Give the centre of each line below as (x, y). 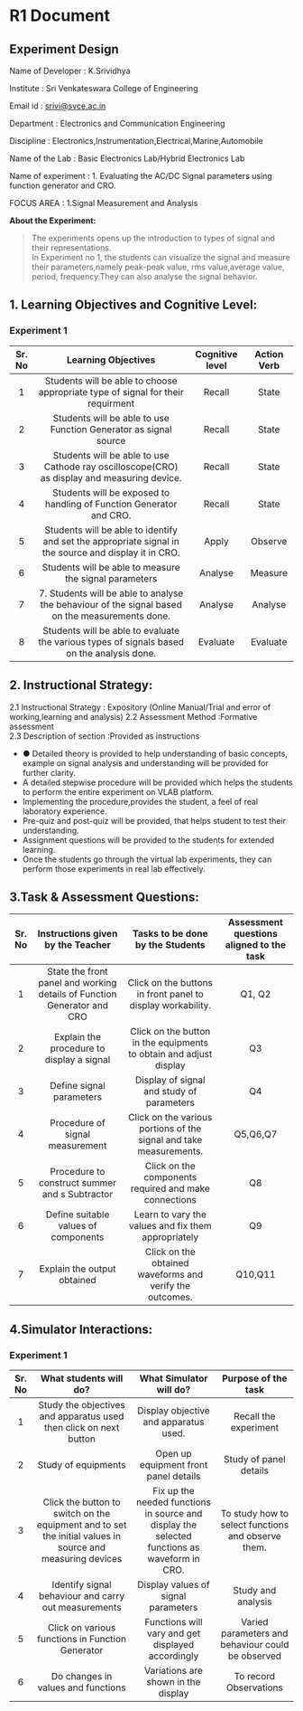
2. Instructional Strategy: (81, 685)
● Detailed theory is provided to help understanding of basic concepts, (155, 753)
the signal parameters (111, 578)
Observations (255, 1687)
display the (174, 1525)
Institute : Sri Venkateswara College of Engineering (104, 88)
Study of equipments (82, 1465)
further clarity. (49, 772)
